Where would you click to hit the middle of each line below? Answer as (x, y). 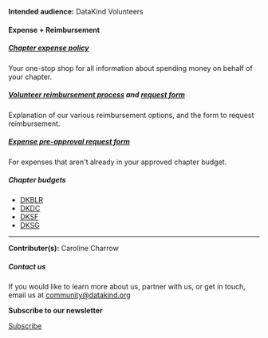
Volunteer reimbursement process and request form (97, 95)
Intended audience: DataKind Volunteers (76, 12)
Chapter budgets (37, 180)
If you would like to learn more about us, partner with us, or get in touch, (127, 287)
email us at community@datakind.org (70, 295)
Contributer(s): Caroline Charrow (64, 248)
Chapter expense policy (49, 48)
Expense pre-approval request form (69, 142)
